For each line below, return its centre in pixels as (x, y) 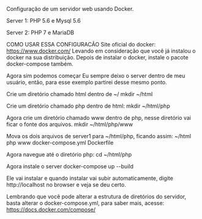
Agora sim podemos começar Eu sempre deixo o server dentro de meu (96, 76)
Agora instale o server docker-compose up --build (70, 166)
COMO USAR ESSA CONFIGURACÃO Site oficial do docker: (81, 44)
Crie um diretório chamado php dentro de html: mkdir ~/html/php (88, 106)
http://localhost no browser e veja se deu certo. (66, 185)
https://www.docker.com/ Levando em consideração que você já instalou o (101, 51)
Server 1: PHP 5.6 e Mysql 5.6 (43, 20)
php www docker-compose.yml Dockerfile (60, 143)
